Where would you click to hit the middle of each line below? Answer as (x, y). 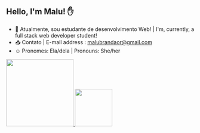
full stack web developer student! (56, 35)
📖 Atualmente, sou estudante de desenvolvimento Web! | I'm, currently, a (104, 29)
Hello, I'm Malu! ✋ (40, 12)
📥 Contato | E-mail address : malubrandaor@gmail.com (84, 42)
